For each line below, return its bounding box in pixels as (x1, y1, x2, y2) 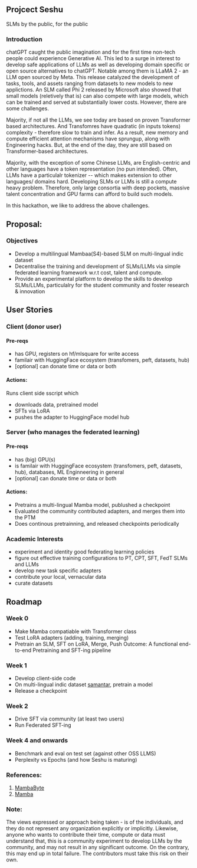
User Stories (6, 305, 53, 315)
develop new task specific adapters (14, 567, 101, 574)
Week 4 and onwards (6, 736, 68, 745)
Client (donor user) (6, 323, 62, 331)
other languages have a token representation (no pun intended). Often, (6, 165, 178, 173)
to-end (14, 646, 32, 654)
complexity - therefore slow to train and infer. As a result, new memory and (6, 129, 189, 136)
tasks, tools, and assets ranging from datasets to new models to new (6, 80, 173, 87)
